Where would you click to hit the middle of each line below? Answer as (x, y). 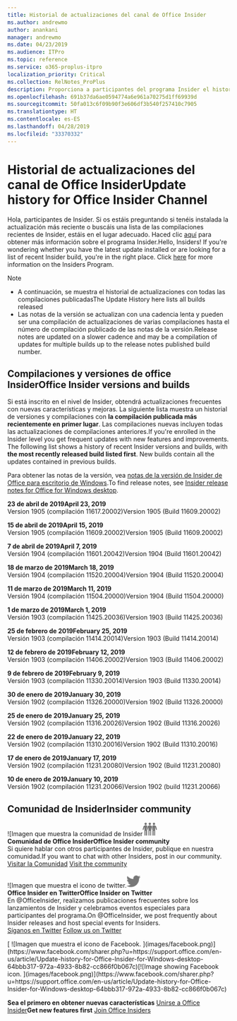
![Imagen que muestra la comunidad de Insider (75, 834)
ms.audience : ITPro (36, 52)
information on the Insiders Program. (61, 264)
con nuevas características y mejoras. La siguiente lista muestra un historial (117, 409)
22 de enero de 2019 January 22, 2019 (64, 737)
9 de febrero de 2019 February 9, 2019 (63, 673)
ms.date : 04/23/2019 (38, 45)
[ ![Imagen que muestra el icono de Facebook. (74, 944)
